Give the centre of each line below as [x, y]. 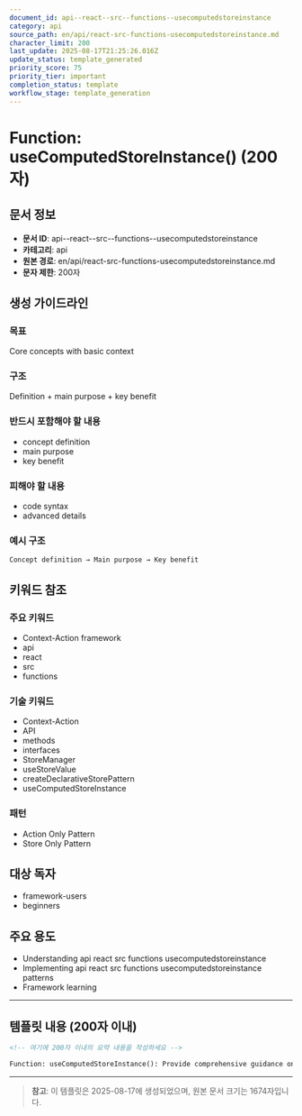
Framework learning [59, 987]
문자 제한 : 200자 [51, 272]
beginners [41, 906]
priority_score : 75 [46, 69]
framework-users [54, 896]
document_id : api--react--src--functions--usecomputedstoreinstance [140, 18]
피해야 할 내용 [37, 486]
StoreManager [49, 760]
